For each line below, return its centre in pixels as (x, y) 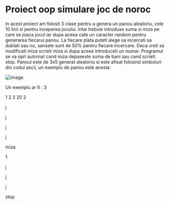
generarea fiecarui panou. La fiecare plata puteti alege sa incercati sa (79, 40)
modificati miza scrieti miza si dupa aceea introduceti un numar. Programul (84, 51)
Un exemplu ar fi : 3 (26, 87)
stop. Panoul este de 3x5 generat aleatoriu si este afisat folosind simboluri (83, 62)
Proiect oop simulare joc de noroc (78, 10)
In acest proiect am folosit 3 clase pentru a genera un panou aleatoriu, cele (84, 24)
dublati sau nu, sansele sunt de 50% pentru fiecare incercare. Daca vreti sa (85, 45)
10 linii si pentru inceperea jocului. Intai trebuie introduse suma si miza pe (82, 29)
